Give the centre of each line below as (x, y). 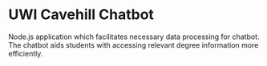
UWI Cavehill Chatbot (81, 15)
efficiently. (26, 53)
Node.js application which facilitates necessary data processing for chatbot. (134, 37)
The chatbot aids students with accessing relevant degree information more (133, 45)
